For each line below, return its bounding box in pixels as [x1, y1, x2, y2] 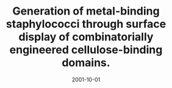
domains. [62, 56, 110, 70]
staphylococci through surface [5, 17, 167, 31]
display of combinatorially [18, 30, 154, 44]
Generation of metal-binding [12, 4, 160, 18]
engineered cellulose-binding [9, 43, 163, 57]
